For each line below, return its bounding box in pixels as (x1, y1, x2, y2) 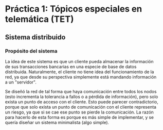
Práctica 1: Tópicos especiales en (5, 3, 142, 15)
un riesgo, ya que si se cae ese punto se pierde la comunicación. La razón (5, 109, 154, 115)
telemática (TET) (5, 14, 74, 25)
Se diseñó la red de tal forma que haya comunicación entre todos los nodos (5, 88, 157, 94)
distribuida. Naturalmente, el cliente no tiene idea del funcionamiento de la (5, 69, 154, 75)
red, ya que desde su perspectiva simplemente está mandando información (5, 74, 157, 80)
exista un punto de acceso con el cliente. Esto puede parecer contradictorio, (5, 98, 159, 105)
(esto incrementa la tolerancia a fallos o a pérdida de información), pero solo (5, 94, 158, 99)
